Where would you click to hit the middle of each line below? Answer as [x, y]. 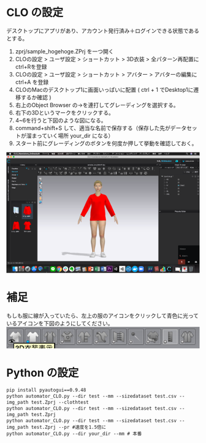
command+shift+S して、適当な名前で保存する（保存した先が [93, 128]
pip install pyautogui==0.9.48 [46, 390]
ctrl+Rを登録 [31, 66]
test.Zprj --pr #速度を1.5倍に [68, 427]
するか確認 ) [36, 97]
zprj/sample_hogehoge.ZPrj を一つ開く [64, 51]
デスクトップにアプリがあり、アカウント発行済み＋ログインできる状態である [103, 31]
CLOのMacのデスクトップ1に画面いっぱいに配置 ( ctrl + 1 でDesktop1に [104, 89]
